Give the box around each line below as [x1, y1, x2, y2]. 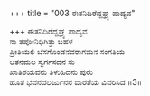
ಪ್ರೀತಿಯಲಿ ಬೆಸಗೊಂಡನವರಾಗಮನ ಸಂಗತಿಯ [9, 46, 125, 57]
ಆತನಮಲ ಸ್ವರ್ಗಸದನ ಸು [9, 56, 75, 67]
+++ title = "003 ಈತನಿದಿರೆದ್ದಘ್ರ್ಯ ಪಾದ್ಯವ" [9, 8, 136, 18]
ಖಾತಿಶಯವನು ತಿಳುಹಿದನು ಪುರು [9, 67, 93, 77]
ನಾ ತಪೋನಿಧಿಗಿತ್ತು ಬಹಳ [9, 36, 74, 46]
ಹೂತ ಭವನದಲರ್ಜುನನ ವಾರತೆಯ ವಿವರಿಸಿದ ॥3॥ [9, 77, 143, 87]
